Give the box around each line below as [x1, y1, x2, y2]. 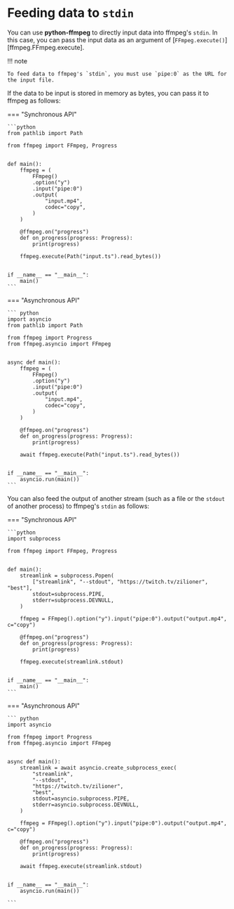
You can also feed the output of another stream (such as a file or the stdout [7, 494, 226, 502]
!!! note [7, 56, 28, 65]
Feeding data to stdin [7, 5, 135, 21]
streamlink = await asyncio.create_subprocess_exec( [20, 764, 177, 771]
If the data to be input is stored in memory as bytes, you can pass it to [7, 89, 209, 97]
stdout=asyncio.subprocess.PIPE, [32, 795, 130, 802]
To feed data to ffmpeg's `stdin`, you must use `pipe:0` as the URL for [7, 70, 228, 77]
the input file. [7, 76, 55, 84]
